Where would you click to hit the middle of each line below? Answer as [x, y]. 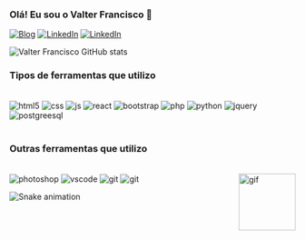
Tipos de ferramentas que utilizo [83, 75]
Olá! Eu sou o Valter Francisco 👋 [81, 15]
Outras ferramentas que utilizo [79, 149]
